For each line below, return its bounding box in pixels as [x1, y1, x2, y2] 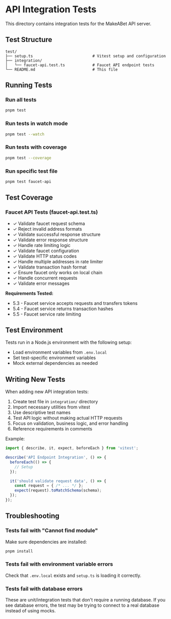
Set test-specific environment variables [12, 355, 96, 361]
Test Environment [5, 325, 63, 334]
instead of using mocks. [5, 608, 56, 614]
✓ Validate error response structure [12, 237, 88, 243]
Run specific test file [5, 168, 58, 175]
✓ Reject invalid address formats [12, 225, 82, 232]
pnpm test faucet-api [5, 179, 52, 184]
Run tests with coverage [5, 143, 67, 151]
